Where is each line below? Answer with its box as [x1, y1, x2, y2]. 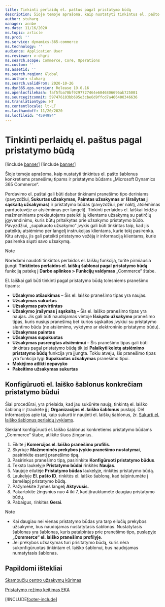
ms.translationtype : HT [5, 99, 54, 104]
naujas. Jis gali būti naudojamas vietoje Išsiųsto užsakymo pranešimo [12, 313, 155, 319]
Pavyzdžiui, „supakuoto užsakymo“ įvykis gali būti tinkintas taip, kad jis [5, 222, 149, 228]
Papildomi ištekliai [5, 564, 63, 572]
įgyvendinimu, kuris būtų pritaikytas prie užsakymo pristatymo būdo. [5, 217, 144, 223]
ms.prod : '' [5, 35, 30, 40]
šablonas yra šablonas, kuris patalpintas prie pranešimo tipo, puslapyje [12, 529, 157, 535]
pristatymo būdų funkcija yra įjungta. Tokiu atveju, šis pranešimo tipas [12, 350, 156, 356]
